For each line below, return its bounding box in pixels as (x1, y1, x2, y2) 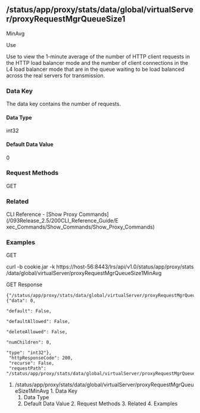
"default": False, (6, 308, 52, 314)
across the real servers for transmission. (6, 71, 105, 79)
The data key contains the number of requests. (6, 101, 121, 108)
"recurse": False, (8, 360, 55, 367)
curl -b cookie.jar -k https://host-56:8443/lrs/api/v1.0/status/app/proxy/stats (6, 263, 194, 270)
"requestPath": (8, 365, 46, 371)
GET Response (6, 281, 43, 288)
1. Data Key (50, 387, 78, 395)
